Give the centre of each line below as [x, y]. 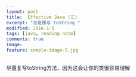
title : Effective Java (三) [42, 17]
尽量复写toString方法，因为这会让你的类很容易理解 [68, 68]
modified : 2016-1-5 [30, 28]
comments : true [25, 39]
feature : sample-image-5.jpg [42, 50]
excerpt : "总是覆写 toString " [43, 23]
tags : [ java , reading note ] [41, 34]
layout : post [22, 12]
